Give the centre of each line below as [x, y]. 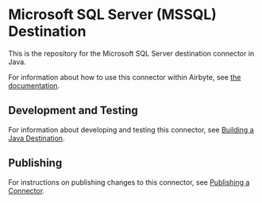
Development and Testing [73, 111]
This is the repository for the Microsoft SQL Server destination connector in [131, 53]
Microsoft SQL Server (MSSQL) [112, 15]
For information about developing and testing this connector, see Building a [131, 129]
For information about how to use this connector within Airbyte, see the [125, 77]
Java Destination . [37, 138]
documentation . [34, 86]
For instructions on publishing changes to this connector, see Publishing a [129, 182]
